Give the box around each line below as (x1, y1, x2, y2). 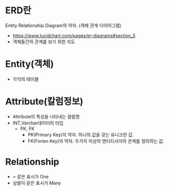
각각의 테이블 (12, 76, 39, 82)
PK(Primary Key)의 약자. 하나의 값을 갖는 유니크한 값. (27, 132, 134, 138)
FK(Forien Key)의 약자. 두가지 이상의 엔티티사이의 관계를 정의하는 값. (27, 138, 165, 144)
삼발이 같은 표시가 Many (12, 180, 61, 186)
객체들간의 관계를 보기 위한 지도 (12, 39, 75, 45)
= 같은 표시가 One (12, 173, 49, 179)
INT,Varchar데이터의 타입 (12, 120, 64, 126)
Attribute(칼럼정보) (5, 96, 84, 107)
